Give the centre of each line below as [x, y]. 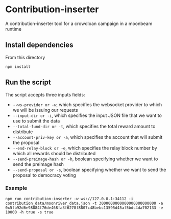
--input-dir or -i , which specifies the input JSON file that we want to [87, 115]
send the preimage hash [38, 164]
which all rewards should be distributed [54, 153]
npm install [18, 67]
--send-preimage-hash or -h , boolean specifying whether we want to [85, 159]
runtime [14, 29]
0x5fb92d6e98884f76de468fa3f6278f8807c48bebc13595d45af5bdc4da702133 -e [84, 208]
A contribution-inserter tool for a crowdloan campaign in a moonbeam [79, 23]
